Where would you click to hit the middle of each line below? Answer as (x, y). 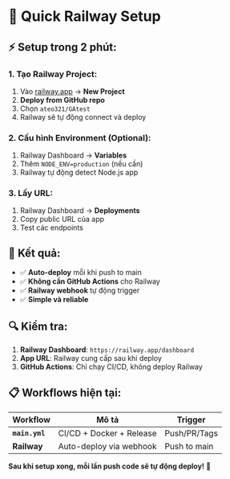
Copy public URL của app (62, 219)
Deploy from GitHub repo (63, 100)
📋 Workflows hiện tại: (65, 393)
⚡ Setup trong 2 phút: (63, 47)
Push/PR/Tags (192, 433)
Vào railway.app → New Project (73, 91)
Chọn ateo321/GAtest (55, 108)
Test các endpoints (52, 227)
